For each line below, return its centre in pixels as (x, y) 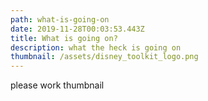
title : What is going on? (64, 38)
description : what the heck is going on (96, 47)
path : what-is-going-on (60, 19)
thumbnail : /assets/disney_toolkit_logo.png (104, 57)
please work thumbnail (57, 85)
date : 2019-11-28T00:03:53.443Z (77, 29)
